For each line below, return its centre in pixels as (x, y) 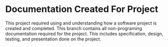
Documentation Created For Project (82, 9)
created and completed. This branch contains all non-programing (74, 28)
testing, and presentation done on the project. (53, 39)
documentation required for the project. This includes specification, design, (85, 33)
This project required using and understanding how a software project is (81, 23)
